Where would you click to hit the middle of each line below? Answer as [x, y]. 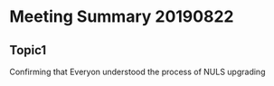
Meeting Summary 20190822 [122, 17]
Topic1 [28, 50]
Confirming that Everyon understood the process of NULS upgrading [137, 72]
